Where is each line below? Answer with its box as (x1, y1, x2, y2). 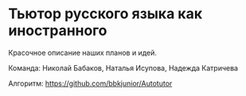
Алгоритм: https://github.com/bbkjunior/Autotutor (8, 79, 173, 88)
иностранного (8, 21, 107, 40)
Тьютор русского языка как (8, 5, 203, 23)
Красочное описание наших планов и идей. (8, 48, 158, 57)
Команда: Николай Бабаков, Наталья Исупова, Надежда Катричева (8, 63, 239, 72)
